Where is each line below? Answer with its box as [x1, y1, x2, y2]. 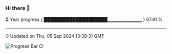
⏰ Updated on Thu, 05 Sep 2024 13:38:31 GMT [5, 33, 105, 39]
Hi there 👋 [5, 5, 31, 12]
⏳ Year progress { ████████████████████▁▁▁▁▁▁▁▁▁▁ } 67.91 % [5, 16, 163, 22]
